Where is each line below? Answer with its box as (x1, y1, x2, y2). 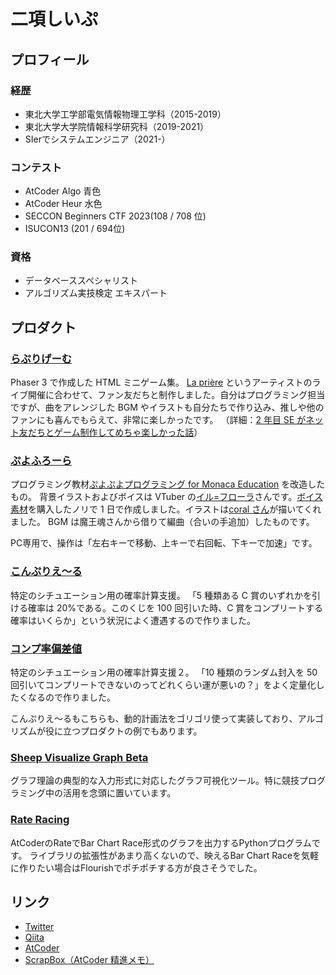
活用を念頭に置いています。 (62, 787, 177, 799)
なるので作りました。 (27, 691, 116, 704)
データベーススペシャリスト (24, 275, 139, 287)
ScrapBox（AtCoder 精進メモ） (24, 954, 155, 966)
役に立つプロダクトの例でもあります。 (44, 725, 203, 737)
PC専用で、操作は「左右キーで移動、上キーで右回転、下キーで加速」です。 (10, 537, 318, 549)
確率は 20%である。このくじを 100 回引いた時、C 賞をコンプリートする (27, 601, 323, 614)
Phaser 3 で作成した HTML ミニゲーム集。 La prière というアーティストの (10, 376, 313, 389)
